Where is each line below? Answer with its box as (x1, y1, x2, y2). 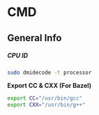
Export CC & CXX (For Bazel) (7, 82, 92, 90)
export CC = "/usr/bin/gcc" (7, 95, 82, 102)
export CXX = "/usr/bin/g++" (7, 102, 86, 109)
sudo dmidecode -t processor (7, 69, 92, 76)
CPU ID (7, 52, 29, 60)
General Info (7, 32, 62, 44)
